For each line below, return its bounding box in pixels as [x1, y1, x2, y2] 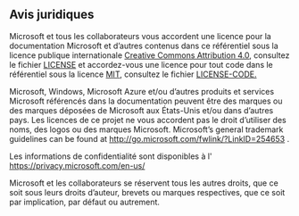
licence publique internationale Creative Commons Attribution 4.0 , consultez [9, 49, 290, 61]
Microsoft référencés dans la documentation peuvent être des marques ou [9, 96, 283, 106]
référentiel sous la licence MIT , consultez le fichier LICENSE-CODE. [9, 69, 257, 79]
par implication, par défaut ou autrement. [9, 196, 161, 207]
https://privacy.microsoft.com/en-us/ [9, 160, 145, 170]
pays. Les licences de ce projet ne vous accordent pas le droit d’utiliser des [9, 114, 287, 125]
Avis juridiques [9, 7, 95, 22]
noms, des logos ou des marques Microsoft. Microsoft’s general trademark [9, 124, 284, 135]
